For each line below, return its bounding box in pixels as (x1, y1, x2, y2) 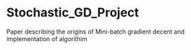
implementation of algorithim (6, 34, 88, 42)
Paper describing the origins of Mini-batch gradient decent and (6, 27, 186, 36)
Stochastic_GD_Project (6, 5, 140, 21)
